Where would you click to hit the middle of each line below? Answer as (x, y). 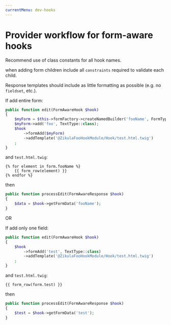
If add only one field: (27, 228)
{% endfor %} (19, 175)
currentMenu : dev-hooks (31, 10)
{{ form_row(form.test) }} (34, 285)
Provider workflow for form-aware (79, 35)
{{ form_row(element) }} (41, 171)
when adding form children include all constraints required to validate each (85, 70)
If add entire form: (24, 100)
